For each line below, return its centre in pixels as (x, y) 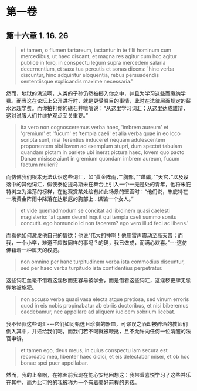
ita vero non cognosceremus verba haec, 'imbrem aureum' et (94, 127)
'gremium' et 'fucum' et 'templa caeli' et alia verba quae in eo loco (100, 133)
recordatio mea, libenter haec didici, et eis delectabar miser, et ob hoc (105, 357)
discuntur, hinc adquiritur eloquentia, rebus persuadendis (90, 75)
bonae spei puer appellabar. (54, 363)
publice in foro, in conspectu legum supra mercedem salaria (93, 63)
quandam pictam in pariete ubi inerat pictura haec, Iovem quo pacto (102, 152)
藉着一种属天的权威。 (37, 250)
